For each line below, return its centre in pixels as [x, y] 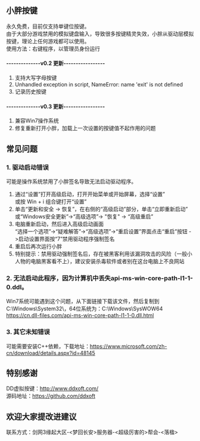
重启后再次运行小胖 [38, 246]
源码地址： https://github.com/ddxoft [51, 396]
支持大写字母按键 [36, 78]
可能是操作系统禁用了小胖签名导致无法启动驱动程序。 [71, 181]
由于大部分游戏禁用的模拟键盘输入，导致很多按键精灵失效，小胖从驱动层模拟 [100, 33]
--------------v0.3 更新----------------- [56, 106]
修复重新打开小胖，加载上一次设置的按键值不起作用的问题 [85, 128]
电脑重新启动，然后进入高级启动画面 [59, 224]
